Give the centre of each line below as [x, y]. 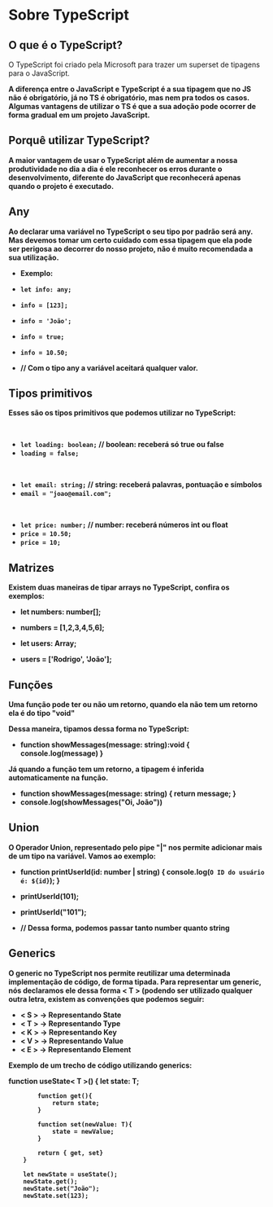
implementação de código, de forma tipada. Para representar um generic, [135, 981]
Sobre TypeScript [69, 15]
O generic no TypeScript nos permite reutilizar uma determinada [119, 973]
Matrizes [31, 568]
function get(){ [65, 1096]
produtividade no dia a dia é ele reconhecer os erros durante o [115, 169]
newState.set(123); [56, 1196]
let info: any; [46, 290]
